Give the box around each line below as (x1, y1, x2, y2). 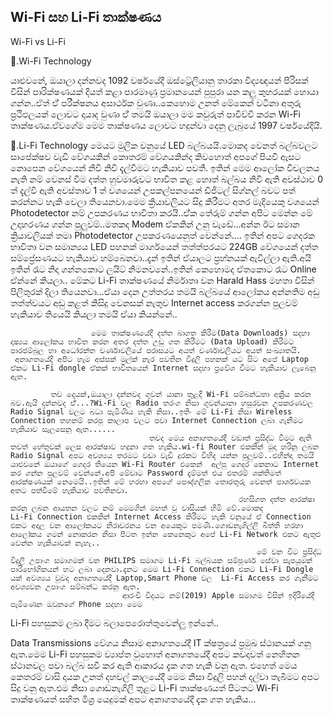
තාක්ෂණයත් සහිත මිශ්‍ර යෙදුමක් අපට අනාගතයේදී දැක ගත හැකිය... (10, 693, 257, 705)
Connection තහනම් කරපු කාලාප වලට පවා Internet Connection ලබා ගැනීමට (10, 415, 304, 425)
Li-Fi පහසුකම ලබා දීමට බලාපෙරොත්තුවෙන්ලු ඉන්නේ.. (10, 616, 220, 629)
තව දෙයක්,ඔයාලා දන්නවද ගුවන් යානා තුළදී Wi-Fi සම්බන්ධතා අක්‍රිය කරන (50, 389, 312, 399)
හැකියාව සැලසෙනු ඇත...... (10, 424, 116, 434)
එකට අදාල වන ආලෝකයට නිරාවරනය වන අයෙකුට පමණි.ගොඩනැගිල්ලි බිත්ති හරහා (10, 520, 304, 530)
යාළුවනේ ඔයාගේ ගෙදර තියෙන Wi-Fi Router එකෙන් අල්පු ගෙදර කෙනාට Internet (10, 459, 320, 469)
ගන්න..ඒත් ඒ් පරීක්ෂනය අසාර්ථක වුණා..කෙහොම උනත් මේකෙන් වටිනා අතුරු (10, 96, 302, 109)
